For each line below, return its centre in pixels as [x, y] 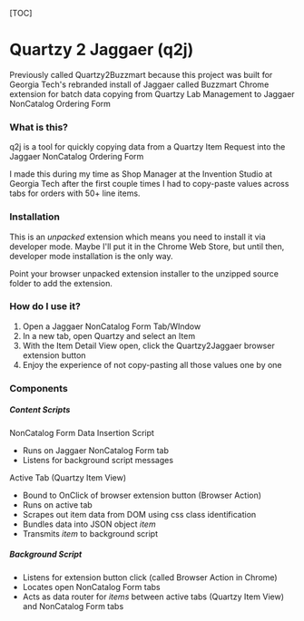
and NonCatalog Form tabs [73, 606]
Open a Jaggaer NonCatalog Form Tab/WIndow [112, 326]
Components [39, 388]
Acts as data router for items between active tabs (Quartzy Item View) [153, 597]
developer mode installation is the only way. [92, 256]
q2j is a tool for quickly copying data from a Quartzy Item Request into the [147, 147]
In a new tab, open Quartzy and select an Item [109, 335]
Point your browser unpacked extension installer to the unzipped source [144, 273]
